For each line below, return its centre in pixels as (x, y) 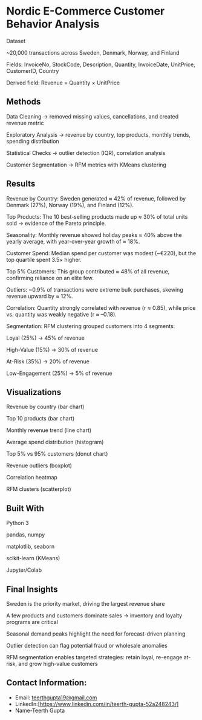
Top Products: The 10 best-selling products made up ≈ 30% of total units (97, 216)
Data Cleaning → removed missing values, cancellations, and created (93, 116)
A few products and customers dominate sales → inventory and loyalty (94, 615)
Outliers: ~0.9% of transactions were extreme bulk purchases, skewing (95, 289)
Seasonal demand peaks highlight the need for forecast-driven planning (96, 634)
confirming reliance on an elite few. (50, 278)
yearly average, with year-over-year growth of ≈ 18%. (73, 241)
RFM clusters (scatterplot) (39, 489)
